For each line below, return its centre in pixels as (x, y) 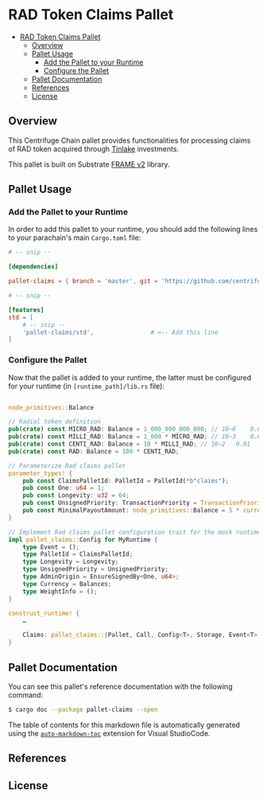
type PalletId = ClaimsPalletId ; (78, 554)
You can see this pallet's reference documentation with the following (120, 686)
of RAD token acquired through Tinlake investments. (94, 148)
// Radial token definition (55, 422)
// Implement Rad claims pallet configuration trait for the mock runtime (135, 532)
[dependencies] (33, 267)
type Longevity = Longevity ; (71, 562)
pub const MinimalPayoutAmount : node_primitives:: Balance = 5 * (131, 511)
